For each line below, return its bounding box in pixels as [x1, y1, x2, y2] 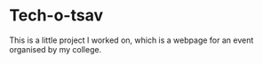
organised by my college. [9, 44, 102, 54]
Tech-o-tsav [9, 5, 104, 26]
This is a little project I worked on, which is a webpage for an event [9, 35, 254, 45]
